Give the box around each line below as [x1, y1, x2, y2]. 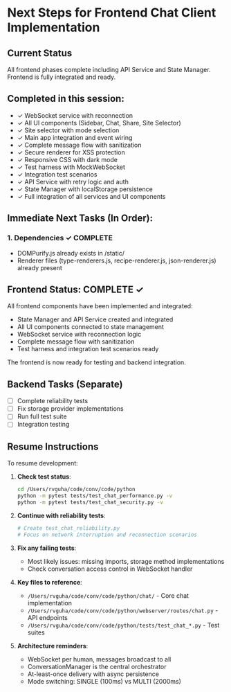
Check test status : [17, 472, 71, 481]
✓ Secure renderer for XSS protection [17, 148, 126, 157]
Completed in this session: [7, 93, 124, 105]
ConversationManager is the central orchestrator [27, 662, 167, 671]
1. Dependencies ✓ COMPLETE [7, 233, 113, 243]
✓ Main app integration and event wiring [17, 133, 133, 141]
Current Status [7, 47, 73, 59]
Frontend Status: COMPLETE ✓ [7, 283, 144, 295]
